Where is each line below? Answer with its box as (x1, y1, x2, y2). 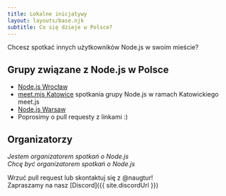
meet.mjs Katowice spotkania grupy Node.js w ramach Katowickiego (17, 90, 219, 99)
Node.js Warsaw (17, 105, 66, 114)
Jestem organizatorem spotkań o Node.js (7, 152, 129, 160)
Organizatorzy (7, 133, 73, 146)
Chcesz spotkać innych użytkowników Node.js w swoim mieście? (7, 43, 199, 52)
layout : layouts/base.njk (7, 17, 84, 24)
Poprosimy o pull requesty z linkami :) (17, 113, 128, 121)
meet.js (17, 97, 40, 107)
